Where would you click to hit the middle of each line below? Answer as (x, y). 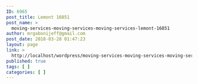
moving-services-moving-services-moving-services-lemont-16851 (90, 28)
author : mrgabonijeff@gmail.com (46, 34)
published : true (26, 61)
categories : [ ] (26, 72)
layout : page (22, 45)
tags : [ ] (18, 67)
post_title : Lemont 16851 (38, 17)
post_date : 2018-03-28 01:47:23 (46, 39)
